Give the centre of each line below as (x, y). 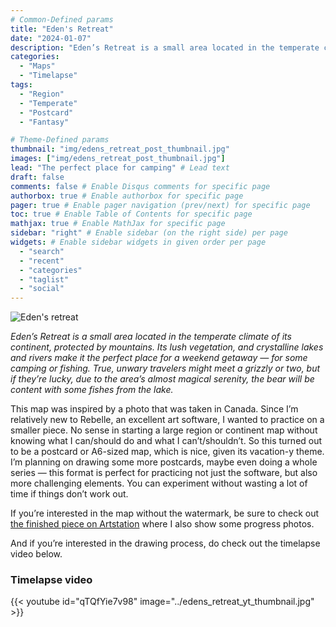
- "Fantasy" (44, 122)
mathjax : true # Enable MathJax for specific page (118, 224)
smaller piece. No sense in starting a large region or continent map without (164, 430)
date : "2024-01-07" (51, 38)
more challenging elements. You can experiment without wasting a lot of (159, 483)
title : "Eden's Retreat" (62, 29)
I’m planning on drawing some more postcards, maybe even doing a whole (164, 462)
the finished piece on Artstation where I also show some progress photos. (162, 524)
